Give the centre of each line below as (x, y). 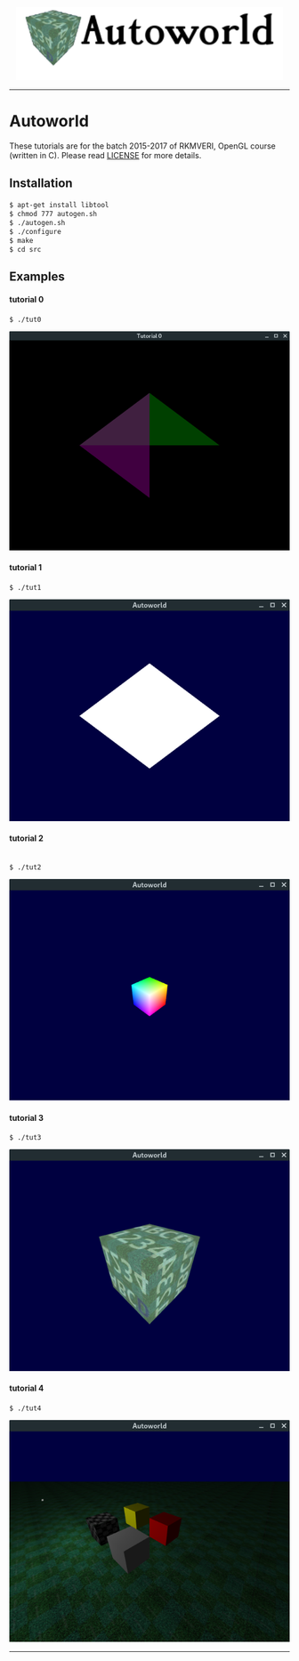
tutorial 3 (27, 1117)
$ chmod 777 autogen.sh (53, 214)
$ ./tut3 (25, 1138)
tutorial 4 (27, 1388)
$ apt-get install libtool (59, 205)
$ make (21, 240)
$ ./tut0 (25, 319)
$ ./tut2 (25, 867)
